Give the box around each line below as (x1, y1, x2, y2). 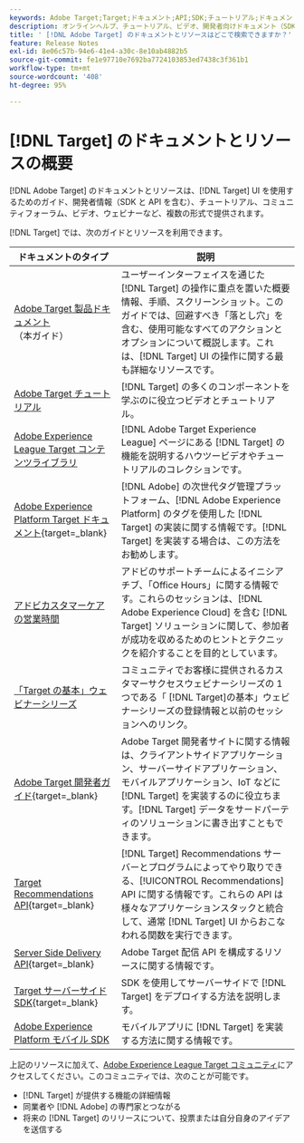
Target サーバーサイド (14, 984, 108, 997)
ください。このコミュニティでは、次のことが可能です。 (48, 1070, 253, 1081)
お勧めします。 (120, 547, 184, 560)
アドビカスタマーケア (14, 599, 106, 612)
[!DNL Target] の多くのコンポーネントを (120, 380, 291, 392)
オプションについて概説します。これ (120, 336, 274, 349)
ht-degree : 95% (9, 81, 67, 90)
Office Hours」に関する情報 (152, 578, 271, 591)
